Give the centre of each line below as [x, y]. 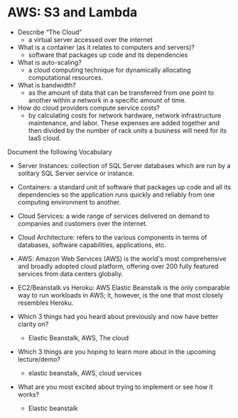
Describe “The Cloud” [50, 32]
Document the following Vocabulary [60, 152]
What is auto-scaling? [49, 62]
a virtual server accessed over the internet [90, 39]
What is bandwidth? [47, 85]
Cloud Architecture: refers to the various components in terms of [112, 237]
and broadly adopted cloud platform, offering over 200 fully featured [118, 266]
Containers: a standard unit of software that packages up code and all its [124, 187]
